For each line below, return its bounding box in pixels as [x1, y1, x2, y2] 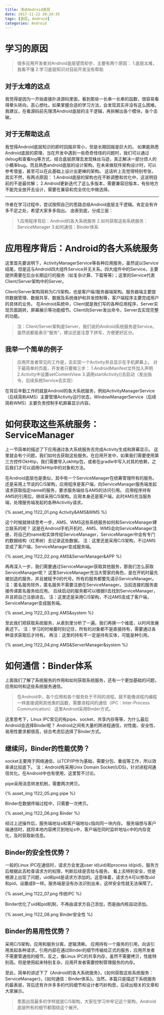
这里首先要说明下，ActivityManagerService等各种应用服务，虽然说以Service [5, 260, 159, 266]
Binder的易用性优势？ [5, 927, 71, 935]
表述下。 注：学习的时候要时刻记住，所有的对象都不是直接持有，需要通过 [5, 626, 152, 632]
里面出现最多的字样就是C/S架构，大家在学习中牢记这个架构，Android [17, 998, 156, 1004]
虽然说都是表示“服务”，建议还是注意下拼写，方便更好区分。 [17, 329, 137, 335]
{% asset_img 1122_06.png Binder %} [5, 811, 81, 816]
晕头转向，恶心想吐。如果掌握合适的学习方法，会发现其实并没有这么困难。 [9, 102, 159, 108]
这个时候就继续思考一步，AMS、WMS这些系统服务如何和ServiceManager [5, 519, 153, 525]
